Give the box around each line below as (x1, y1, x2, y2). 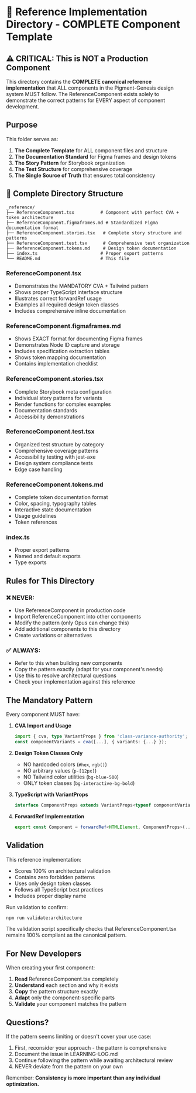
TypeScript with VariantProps (14, 791, 88, 798)
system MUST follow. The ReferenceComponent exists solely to (6, 91, 160, 97)
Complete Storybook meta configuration (14, 388, 112, 395)
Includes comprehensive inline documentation (14, 307, 126, 314)
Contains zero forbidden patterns (14, 873, 95, 880)
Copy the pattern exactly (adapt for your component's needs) (14, 666, 163, 673)
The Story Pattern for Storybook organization (14, 159, 125, 166)
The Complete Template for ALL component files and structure (14, 146, 168, 154)
